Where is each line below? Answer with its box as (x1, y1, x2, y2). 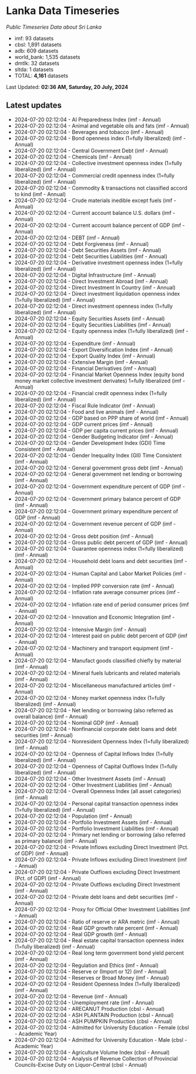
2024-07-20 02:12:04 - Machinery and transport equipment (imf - (14, 644, 173, 651)
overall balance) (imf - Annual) (14, 713, 88, 720)
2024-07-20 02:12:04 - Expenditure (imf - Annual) (14, 339, 136, 346)
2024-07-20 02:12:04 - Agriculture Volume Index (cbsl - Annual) (14, 1049, 170, 1056)
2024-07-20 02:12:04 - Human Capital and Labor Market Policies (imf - (14, 569, 187, 577)
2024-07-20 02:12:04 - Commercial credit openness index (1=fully (14, 171, 175, 179)
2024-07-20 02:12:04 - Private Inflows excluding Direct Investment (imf (14, 856, 187, 863)
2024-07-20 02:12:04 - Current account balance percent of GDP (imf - (14, 221, 185, 229)
